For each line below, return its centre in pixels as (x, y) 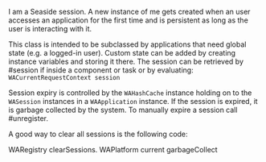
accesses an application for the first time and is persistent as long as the (129, 20)
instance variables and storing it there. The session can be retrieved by (126, 61)
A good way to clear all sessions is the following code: (98, 134)
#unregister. (29, 118)
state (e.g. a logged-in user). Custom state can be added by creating (122, 53)
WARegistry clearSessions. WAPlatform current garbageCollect (113, 150)
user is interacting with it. (50, 29)
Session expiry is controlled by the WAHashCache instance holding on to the (130, 93)
